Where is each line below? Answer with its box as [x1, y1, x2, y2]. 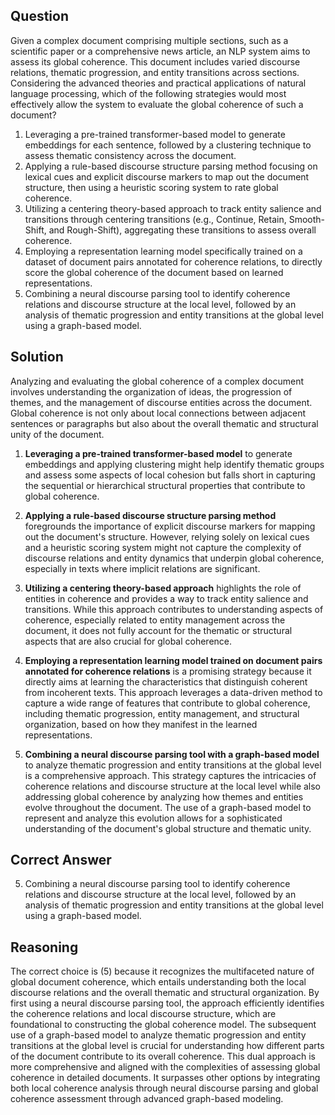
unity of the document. [10, 428, 105, 440]
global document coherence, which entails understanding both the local [10, 976, 307, 988]
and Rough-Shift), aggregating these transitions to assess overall [48, 224, 317, 236]
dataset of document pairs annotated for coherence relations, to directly [24, 255, 323, 268]
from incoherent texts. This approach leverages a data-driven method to [24, 686, 323, 698]
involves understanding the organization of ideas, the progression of [10, 385, 293, 398]
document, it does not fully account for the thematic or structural [24, 624, 293, 636]
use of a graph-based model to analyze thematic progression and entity [10, 1029, 307, 1041]
